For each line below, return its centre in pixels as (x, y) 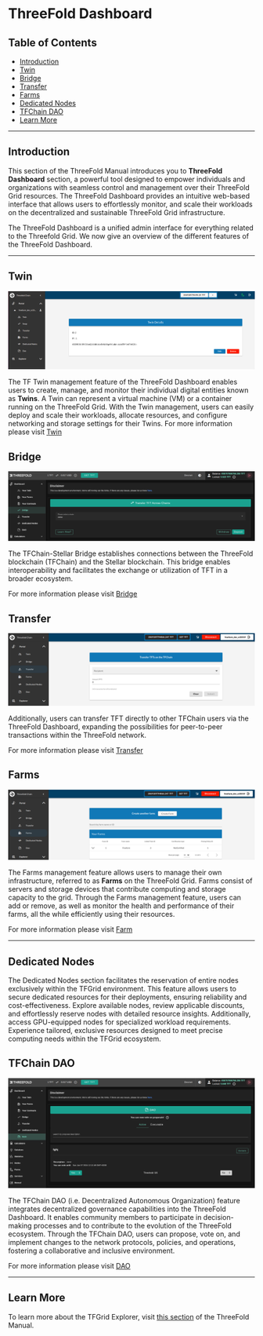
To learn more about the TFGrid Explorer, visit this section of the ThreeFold (129, 1316)
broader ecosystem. (41, 579)
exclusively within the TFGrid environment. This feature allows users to (122, 989)
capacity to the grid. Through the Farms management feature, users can (124, 898)
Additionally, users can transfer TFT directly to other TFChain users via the (128, 718)
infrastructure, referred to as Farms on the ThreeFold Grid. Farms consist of (130, 881)
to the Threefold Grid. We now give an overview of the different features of (128, 235)
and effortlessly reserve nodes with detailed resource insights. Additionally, (130, 1014)
